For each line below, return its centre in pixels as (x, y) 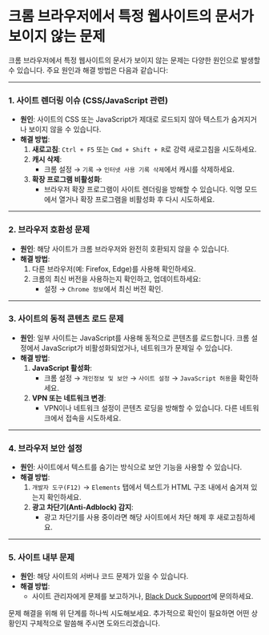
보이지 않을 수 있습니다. (65, 130)
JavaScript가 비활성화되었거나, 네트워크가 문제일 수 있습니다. (137, 348)
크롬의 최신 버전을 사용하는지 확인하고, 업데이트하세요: (116, 279)
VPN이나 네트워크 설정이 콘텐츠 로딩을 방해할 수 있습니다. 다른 (141, 408)
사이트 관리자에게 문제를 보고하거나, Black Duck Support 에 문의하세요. (143, 597)
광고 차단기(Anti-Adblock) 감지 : (82, 507)
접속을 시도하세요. (93, 418)
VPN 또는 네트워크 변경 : (69, 398)
